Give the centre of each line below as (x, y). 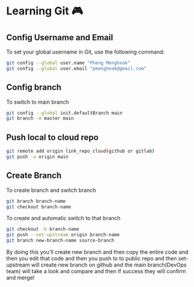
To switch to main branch (38, 102)
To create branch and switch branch (51, 190)
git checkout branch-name (39, 207)
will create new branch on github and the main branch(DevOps (109, 265)
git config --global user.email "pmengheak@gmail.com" (77, 68)
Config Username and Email (60, 37)
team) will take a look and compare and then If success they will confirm (96, 271)
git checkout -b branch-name (43, 229)
